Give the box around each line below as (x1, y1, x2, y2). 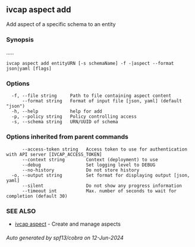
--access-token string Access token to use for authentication (21, 146, 187, 152)
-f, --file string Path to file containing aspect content (11, 93, 171, 99)
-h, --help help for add (11, 108, 102, 115)
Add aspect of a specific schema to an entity (6, 20, 116, 27)
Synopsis (6, 35, 34, 43)
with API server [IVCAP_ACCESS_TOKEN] (6, 151, 102, 157)
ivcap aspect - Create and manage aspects (14, 220, 121, 227)
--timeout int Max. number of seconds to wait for (21, 187, 177, 194)
